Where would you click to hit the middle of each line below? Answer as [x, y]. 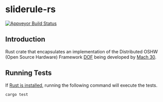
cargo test [17, 94]
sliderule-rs [30, 9]
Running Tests [28, 73]
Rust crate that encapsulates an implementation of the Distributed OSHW [82, 51]
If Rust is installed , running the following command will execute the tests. [81, 85]
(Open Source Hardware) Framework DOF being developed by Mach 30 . [81, 57]
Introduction [25, 39]
